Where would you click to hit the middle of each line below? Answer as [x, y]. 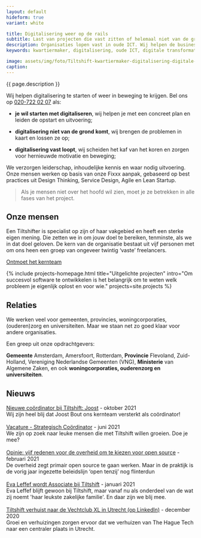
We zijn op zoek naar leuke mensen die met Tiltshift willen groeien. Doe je [97, 433]
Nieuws [21, 393]
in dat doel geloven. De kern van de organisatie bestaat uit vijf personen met [100, 244]
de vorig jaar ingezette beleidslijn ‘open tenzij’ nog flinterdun [80, 471]
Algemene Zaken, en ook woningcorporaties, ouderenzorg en [83, 368]
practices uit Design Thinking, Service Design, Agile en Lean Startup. [91, 180]
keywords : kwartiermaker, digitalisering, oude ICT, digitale [85, 51]
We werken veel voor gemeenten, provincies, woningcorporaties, [86, 320]
